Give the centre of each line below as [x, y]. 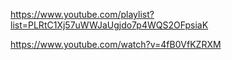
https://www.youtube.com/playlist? [82, 14]
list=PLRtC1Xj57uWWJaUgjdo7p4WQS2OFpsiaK [109, 25]
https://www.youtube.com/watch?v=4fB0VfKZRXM [116, 44]
